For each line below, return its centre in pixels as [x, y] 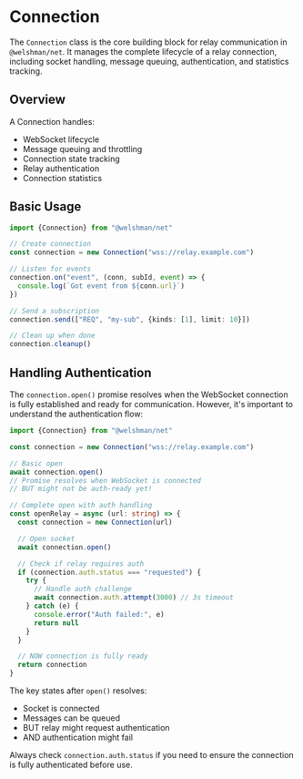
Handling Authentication [81, 372]
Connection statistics [62, 178]
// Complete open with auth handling [81, 506]
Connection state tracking [71, 159]
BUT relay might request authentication [96, 728]
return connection [53, 665]
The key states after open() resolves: [78, 691]
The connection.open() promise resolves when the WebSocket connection [149, 395]
